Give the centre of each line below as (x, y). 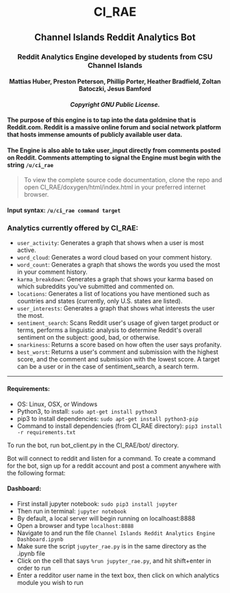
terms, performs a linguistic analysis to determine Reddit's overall (109, 330)
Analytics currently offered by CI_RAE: (73, 228)
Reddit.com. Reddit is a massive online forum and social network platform (114, 127)
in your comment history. (52, 272)
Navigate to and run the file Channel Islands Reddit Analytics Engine (116, 533)
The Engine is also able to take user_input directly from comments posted (114, 150)
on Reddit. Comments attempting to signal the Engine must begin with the (114, 157)
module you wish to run (50, 582)
